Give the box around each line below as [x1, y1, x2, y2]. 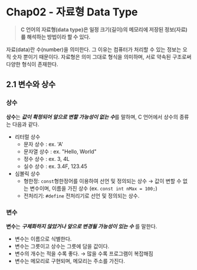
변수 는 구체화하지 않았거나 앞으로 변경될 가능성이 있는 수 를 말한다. [6, 222, 157, 230]
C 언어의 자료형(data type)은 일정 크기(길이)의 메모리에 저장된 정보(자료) [20, 26, 188, 33]
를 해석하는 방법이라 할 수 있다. [20, 33, 91, 40]
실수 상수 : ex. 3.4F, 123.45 [23, 163, 87, 170]
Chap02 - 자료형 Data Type [6, 5, 138, 19]
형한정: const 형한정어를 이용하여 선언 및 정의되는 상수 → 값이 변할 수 [23, 177, 182, 185]
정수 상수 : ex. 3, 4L [23, 155, 70, 162]
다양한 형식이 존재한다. [6, 60, 58, 68]
